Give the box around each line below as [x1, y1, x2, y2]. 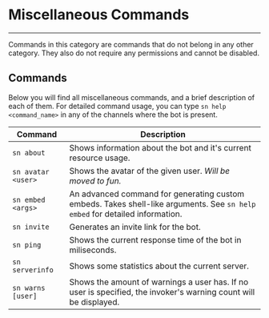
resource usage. [69, 152, 130, 163]
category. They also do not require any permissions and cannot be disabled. [8, 48, 260, 58]
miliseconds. [69, 244, 117, 256]
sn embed [12, 195, 46, 204]
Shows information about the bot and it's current [69, 142, 252, 153]
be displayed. [69, 296, 120, 308]
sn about [12, 148, 46, 157]
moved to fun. [69, 175, 122, 186]
